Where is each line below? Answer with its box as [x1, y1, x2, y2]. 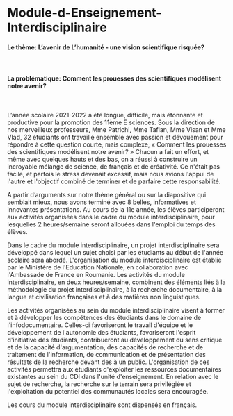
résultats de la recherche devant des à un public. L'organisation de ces [7, 358, 210, 366]
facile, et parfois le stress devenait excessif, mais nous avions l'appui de [7, 169, 214, 178]
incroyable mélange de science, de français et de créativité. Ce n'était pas [7, 162, 220, 171]
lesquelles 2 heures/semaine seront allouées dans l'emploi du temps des [7, 220, 216, 228]
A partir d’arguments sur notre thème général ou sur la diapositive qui [7, 190, 207, 199]
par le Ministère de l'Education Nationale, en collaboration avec [7, 263, 189, 272]
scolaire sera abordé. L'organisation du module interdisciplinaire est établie [7, 256, 222, 264]
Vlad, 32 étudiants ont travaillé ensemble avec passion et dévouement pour [7, 133, 224, 141]
